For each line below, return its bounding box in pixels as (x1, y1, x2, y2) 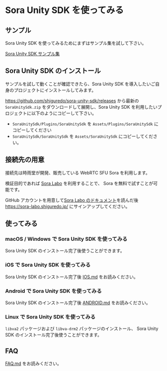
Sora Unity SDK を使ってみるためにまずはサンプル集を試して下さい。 (5, 40, 147, 46)
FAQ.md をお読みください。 (5, 361, 62, 367)
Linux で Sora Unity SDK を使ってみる (5, 313, 96, 320)
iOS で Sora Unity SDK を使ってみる (5, 261, 91, 268)
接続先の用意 (5, 156, 45, 164)
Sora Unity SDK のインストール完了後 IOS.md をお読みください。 (5, 274, 138, 280)
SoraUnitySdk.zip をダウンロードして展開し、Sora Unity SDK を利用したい (5, 104, 158, 110)
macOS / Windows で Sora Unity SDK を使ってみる (5, 235, 128, 242)
